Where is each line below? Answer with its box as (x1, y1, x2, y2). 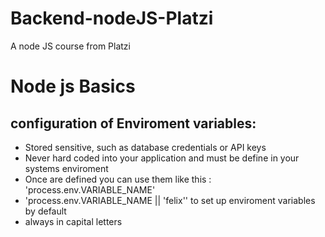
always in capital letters (24, 215, 123, 227)
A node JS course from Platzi (10, 40, 131, 52)
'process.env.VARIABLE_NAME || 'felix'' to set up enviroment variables (24, 194, 316, 206)
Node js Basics (10, 75, 136, 98)
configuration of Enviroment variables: (10, 115, 257, 132)
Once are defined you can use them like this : (24, 173, 212, 185)
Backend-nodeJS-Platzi (10, 7, 214, 30)
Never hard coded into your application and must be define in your (24, 152, 300, 164)
